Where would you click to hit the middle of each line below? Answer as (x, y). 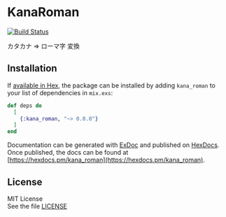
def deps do (24, 106)
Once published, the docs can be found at (68, 153)
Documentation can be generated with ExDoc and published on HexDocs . (113, 145)
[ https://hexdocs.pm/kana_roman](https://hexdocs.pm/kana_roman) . (106, 160)
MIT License (25, 198)
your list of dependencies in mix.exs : (60, 92)
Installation (32, 68)
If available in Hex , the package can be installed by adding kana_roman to (111, 85)
